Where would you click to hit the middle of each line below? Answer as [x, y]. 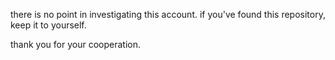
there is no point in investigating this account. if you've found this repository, [168, 14]
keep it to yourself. [48, 25]
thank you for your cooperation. [75, 44]
